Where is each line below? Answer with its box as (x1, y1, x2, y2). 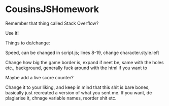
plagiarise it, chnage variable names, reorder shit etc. (5, 95, 117, 101)
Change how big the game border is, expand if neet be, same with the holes (5, 59, 164, 65)
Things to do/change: (5, 39, 50, 46)
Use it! (5, 30, 19, 36)
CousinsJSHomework (5, 4, 99, 15)
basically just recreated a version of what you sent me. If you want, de (5, 89, 152, 95)
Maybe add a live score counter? (5, 74, 74, 80)
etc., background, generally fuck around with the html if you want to (5, 65, 147, 71)
